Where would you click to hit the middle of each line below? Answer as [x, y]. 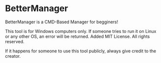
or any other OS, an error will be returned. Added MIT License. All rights [78, 36]
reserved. [15, 41]
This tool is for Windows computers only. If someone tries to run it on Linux [81, 31]
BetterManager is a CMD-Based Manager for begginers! [62, 22]
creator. [13, 56]
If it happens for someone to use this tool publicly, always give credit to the [81, 51]
